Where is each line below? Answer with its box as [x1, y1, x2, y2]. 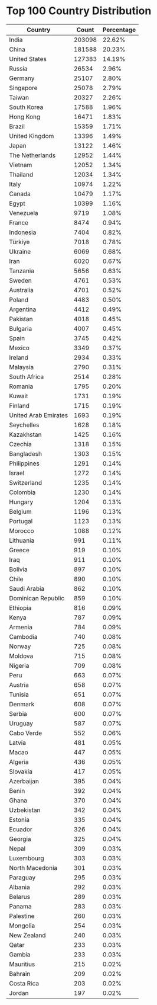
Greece [9, 546, 30, 554]
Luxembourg [9, 854, 44, 862]
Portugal [9, 517, 33, 525]
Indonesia [9, 228, 37, 236]
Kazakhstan [9, 430, 42, 439]
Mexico [9, 344, 30, 352]
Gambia [9, 950, 31, 958]
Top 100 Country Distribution [6, 4, 152, 18]
